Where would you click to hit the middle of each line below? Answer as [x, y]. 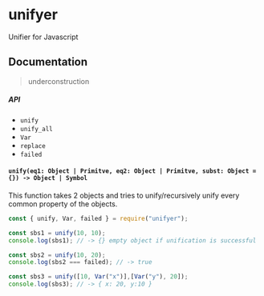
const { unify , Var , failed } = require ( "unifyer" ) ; [98, 218]
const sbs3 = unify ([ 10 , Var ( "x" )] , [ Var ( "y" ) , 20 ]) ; [98, 277]
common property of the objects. [63, 204]
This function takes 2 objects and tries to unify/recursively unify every [124, 195]
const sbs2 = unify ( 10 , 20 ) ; [57, 255]
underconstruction [59, 81]
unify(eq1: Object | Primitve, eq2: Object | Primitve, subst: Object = [132, 171]
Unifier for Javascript [43, 37]
